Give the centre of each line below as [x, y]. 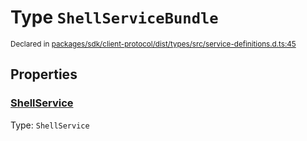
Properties [44, 74]
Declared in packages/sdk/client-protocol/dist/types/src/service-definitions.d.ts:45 [153, 44]
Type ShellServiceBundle [114, 17]
